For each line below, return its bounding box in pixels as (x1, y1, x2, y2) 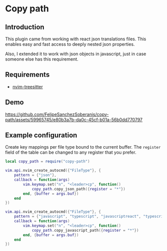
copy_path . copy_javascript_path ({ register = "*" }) (31, 228, 139, 233)
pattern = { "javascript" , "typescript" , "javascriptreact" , (14, 214, 141, 219)
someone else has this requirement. (5, 56, 79, 62)
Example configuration (5, 131, 78, 140)
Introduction (5, 23, 45, 31)
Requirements (5, 71, 50, 79)
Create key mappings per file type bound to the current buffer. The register (5, 144, 161, 150)
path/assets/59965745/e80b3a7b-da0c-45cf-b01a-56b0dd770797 (5, 116, 143, 122)
